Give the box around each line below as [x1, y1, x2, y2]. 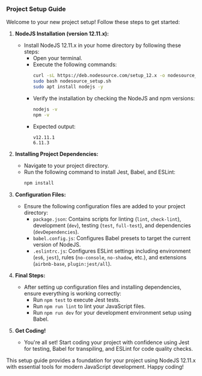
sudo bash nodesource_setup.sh [32, 78, 112, 84]
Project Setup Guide [6, 5, 66, 13]
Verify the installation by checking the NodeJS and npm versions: [32, 94, 195, 102]
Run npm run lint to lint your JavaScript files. [32, 303, 146, 310]
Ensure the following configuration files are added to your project [23, 202, 186, 209]
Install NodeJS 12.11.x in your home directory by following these [23, 42, 182, 49]
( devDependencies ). [32, 228, 79, 235]
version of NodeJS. [32, 241, 81, 248]
